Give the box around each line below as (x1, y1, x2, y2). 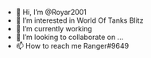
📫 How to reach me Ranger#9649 (15, 42, 130, 50)
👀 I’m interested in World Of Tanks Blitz (15, 16, 144, 25)
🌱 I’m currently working (15, 24, 93, 33)
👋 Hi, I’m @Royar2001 (15, 8, 87, 16)
